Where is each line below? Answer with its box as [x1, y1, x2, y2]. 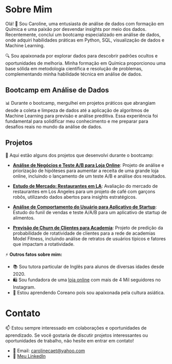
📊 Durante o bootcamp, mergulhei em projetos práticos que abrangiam [5, 100, 156, 106]
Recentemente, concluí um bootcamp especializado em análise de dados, [5, 31, 161, 37]
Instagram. [12, 284, 36, 290]
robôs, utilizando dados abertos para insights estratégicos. [12, 194, 137, 200]
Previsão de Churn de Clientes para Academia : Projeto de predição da [12, 224, 163, 231]
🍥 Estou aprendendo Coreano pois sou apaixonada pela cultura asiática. [12, 289, 165, 296]
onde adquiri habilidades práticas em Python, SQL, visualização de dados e [5, 37, 165, 43]
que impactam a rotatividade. [12, 241, 75, 247]
